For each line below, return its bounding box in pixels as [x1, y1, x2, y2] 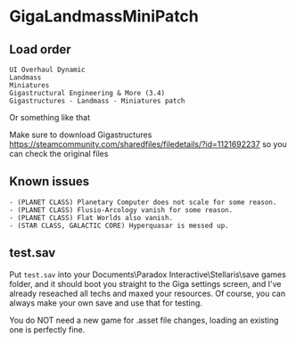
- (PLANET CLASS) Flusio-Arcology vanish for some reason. [9, 205, 234, 215]
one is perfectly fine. [9, 324, 86, 335]
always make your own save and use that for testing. [9, 297, 203, 308]
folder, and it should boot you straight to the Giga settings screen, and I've [9, 278, 282, 289]
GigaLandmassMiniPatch [9, 6, 199, 27]
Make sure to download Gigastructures [9, 129, 152, 140]
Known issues [9, 174, 90, 189]
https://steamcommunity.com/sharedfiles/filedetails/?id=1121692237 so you [9, 139, 287, 149]
